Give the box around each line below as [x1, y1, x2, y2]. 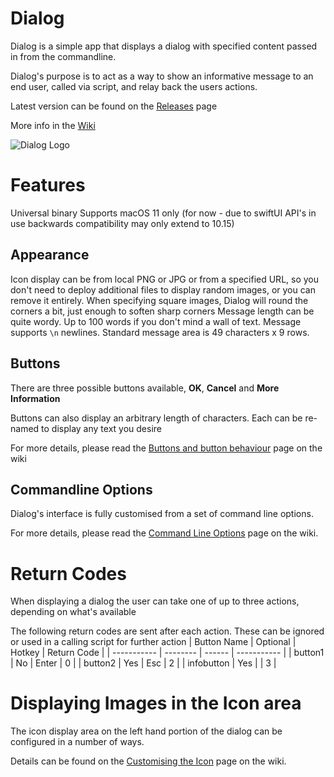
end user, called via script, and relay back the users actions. [10, 80, 258, 92]
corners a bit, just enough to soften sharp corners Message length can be [10, 305, 315, 317]
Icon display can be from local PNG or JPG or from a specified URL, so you [10, 273, 320, 285]
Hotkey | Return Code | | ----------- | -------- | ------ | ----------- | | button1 [10, 647, 325, 659]
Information [10, 392, 61, 404]
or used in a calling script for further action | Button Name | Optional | [10, 636, 297, 648]
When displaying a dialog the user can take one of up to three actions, [10, 595, 300, 607]
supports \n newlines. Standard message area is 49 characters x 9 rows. [10, 326, 310, 338]
